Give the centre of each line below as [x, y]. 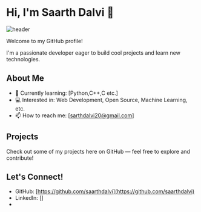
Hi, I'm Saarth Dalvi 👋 [60, 12]
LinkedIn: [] [29, 198]
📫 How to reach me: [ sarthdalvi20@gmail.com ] [74, 115]
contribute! [20, 158]
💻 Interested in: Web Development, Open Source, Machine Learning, [101, 100]
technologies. [23, 59]
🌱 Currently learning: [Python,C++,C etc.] [66, 93]
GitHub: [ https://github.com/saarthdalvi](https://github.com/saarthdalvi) [105, 191]
